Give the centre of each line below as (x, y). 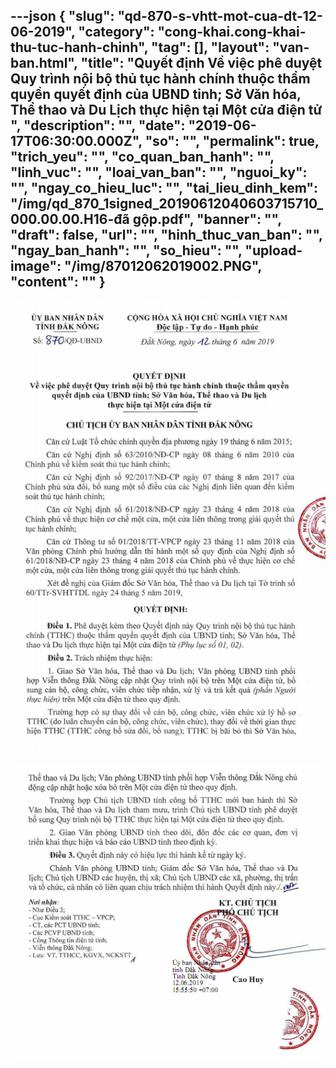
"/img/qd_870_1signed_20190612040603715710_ (167, 204)
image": (36, 266)
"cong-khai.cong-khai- (232, 32)
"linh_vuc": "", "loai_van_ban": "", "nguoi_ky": (159, 172)
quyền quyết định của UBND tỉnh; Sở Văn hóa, (156, 94)
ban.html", (44, 63)
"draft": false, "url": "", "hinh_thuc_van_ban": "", (166, 235)
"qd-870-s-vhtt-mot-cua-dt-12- (220, 16)
